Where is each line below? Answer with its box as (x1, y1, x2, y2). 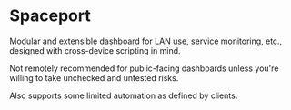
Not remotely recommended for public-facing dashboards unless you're (9, 63, 279, 74)
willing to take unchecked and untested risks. (9, 72, 179, 83)
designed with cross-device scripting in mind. (9, 45, 181, 55)
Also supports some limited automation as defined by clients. (9, 90, 238, 101)
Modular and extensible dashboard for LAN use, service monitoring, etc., (9, 35, 283, 46)
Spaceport (9, 5, 91, 26)
